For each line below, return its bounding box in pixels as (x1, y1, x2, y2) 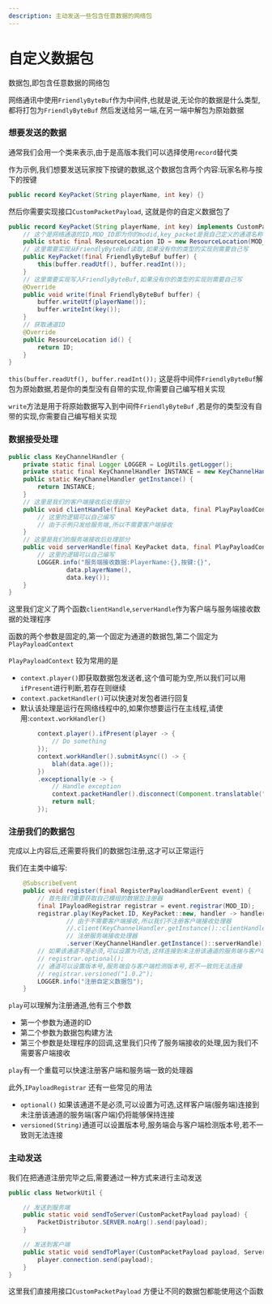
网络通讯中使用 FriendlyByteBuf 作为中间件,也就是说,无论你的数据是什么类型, (8, 95, 261, 105)
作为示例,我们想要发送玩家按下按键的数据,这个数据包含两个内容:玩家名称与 (8, 164, 257, 174)
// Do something (51, 737, 107, 746)
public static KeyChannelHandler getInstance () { (23, 475, 194, 483)
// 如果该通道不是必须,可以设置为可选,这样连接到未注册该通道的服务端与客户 (37, 947, 261, 955)
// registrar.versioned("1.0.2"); (37, 970, 154, 978)
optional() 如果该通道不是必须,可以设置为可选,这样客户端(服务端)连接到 (19, 1100, 260, 1109)
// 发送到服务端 (23, 1203, 70, 1212)
